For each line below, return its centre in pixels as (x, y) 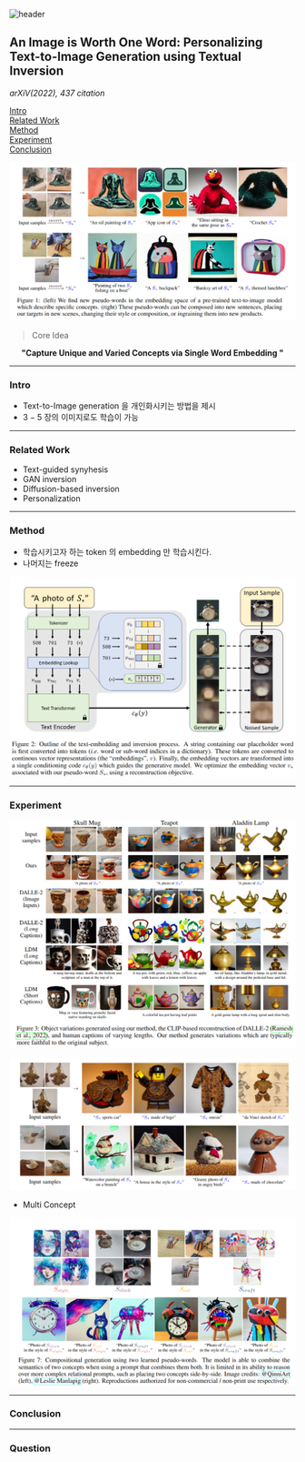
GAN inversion (49, 479)
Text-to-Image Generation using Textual (126, 57)
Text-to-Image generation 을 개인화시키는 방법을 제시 (119, 406)
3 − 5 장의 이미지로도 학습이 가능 (80, 417)
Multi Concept (49, 1205)
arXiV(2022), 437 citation (57, 93)
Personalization (52, 499)
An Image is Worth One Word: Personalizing (136, 42)
